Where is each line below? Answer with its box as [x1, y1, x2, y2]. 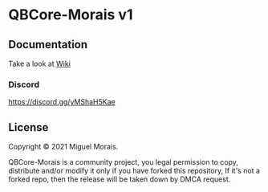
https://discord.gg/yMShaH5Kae [8, 97, 116, 107]
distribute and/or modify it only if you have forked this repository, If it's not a [8, 166, 261, 176]
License [8, 121, 49, 134]
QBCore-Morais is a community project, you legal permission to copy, [8, 157, 239, 167]
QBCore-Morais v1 [8, 6, 133, 24]
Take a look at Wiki [8, 59, 71, 68]
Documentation [8, 38, 88, 51]
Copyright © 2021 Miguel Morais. [8, 142, 119, 152]
